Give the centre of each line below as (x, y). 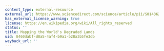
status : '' (16, 28)
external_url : (20, 14)
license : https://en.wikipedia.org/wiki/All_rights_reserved (69, 23)
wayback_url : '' (21, 41)
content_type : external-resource (39, 9)
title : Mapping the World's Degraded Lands (50, 32)
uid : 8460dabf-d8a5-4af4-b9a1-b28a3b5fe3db (50, 37)
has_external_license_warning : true (42, 18)
